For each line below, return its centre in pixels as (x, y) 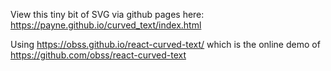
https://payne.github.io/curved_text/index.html (106, 25)
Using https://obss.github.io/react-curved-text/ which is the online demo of (165, 44)
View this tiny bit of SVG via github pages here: (107, 14)
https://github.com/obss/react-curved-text (98, 55)
